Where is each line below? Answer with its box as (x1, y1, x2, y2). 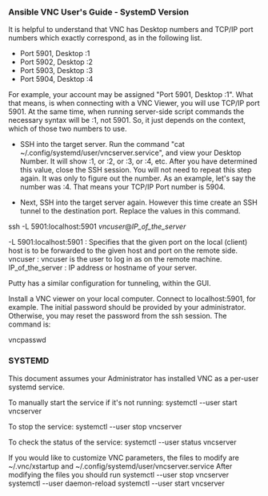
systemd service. (8, 382, 66, 392)
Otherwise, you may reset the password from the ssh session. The (8, 311, 227, 321)
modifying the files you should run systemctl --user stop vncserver (8, 470, 230, 479)
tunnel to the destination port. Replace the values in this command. (19, 206, 241, 216)
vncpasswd (8, 335, 46, 345)
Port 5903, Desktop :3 (19, 66, 94, 75)
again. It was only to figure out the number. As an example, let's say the (19, 173, 256, 183)
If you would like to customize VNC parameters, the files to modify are (8, 453, 240, 462)
